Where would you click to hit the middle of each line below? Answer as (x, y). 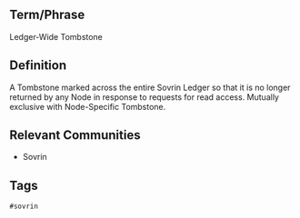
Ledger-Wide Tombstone (56, 36)
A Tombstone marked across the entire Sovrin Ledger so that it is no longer (150, 87)
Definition (38, 66)
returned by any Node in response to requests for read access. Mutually (145, 97)
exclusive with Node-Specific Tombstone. (88, 106)
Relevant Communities (75, 135)
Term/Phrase (47, 15)
